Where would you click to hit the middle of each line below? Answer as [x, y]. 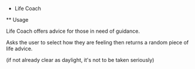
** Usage [17, 20]
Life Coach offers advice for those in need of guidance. [73, 31]
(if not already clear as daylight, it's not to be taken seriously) [80, 60]
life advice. [19, 49]
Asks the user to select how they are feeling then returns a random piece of [97, 42]
